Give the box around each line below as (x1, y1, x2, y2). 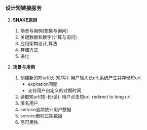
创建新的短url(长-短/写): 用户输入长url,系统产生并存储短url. (20, 75, 142, 81)
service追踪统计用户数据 (20, 107, 72, 113)
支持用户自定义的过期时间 (27, 87, 82, 93)
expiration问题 (27, 81, 58, 87)
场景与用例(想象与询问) (20, 28, 68, 34)
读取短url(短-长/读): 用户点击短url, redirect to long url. (20, 94, 132, 100)
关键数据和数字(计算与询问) (20, 34, 77, 40)
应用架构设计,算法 (20, 41, 57, 47)
